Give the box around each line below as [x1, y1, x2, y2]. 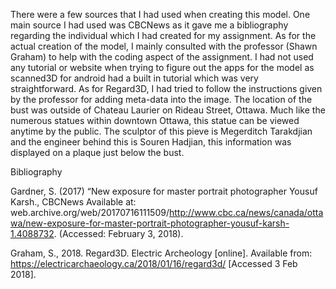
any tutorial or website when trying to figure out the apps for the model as [10, 62, 315, 73]
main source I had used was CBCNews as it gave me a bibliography [10, 19, 289, 31]
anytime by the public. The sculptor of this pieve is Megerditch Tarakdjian [10, 125, 313, 137]
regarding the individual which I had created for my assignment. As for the [10, 30, 317, 41]
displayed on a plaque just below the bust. [10, 147, 185, 158]
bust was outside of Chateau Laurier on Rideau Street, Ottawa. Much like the [10, 104, 326, 116]
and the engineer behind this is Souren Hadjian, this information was [10, 136, 292, 148]
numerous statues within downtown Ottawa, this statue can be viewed [10, 115, 300, 126]
